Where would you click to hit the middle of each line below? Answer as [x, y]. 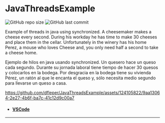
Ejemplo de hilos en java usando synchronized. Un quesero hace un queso [81, 62]
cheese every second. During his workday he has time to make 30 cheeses [81, 37]
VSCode [21, 109]
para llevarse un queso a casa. [36, 83]
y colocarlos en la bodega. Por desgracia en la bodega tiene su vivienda [78, 72]
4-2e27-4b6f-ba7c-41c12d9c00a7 [40, 98]
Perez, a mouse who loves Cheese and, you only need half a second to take [82, 47]
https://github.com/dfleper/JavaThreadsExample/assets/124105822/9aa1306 [82, 92]
